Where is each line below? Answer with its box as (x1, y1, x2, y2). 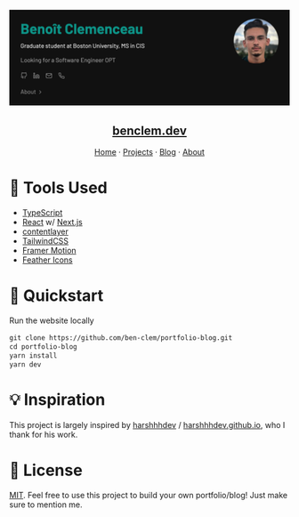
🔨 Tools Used (9, 178, 109, 198)
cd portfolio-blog (9, 342, 77, 351)
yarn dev (9, 359, 42, 369)
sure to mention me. (9, 499, 83, 510)
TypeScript (21, 207, 63, 218)
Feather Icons (21, 254, 73, 265)
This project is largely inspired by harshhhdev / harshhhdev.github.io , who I (9, 419, 286, 430)
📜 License (9, 460, 83, 481)
